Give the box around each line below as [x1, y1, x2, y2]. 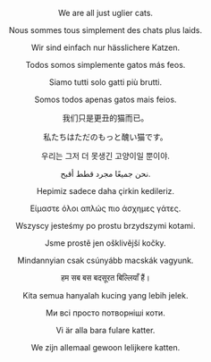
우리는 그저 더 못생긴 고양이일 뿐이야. [41, 151, 170, 161]
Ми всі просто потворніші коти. [46, 307, 165, 318]
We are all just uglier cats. [57, 8, 154, 18]
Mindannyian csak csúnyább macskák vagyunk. [17, 255, 194, 265]
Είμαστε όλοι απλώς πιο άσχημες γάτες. [30, 203, 181, 214]
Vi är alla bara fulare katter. [55, 325, 156, 335]
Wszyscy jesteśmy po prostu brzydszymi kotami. [15, 221, 196, 231]
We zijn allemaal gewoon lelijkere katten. [30, 342, 181, 352]
